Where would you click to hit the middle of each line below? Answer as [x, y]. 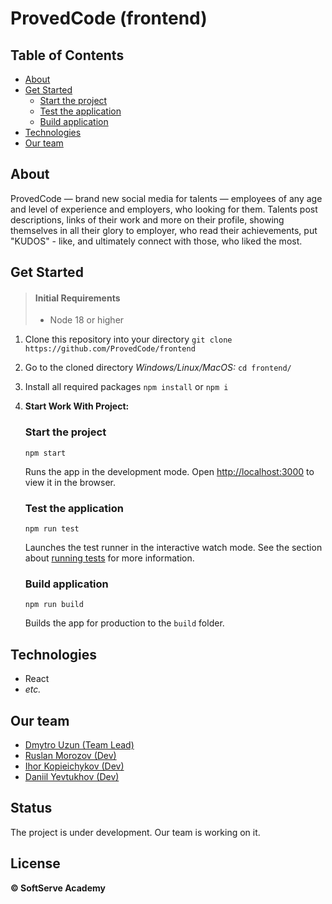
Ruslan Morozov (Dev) [70, 755]
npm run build [54, 605]
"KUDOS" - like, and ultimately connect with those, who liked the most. [156, 241]
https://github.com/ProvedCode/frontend [110, 349]
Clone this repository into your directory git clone [128, 339]
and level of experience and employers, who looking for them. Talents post [164, 209]
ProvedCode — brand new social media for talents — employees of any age [166, 198]
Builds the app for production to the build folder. [124, 623]
